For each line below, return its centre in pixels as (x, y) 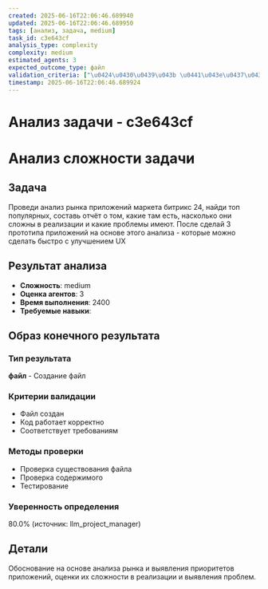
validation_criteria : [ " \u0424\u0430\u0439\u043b (93, 75)
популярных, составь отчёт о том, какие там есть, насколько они (120, 215)
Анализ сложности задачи (102, 158)
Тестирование (44, 486)
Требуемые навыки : (55, 310)
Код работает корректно (62, 422)
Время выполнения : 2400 (65, 302)
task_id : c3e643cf (39, 38)
